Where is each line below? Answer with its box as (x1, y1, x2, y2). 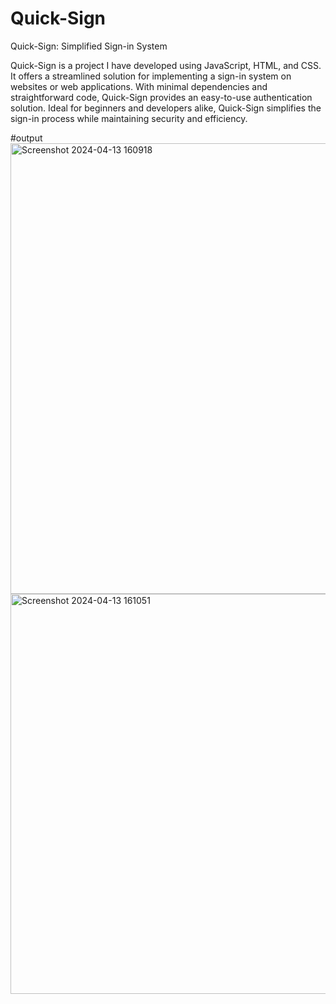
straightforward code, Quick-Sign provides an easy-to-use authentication (10, 91, 313, 103)
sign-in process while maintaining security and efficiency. (10, 112, 248, 124)
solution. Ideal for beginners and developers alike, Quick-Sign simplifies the (10, 102, 322, 114)
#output (10, 132, 43, 144)
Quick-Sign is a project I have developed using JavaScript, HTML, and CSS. (10, 59, 322, 71)
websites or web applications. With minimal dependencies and (10, 80, 268, 92)
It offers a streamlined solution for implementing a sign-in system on (10, 70, 292, 82)
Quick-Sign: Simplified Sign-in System (10, 40, 168, 52)
